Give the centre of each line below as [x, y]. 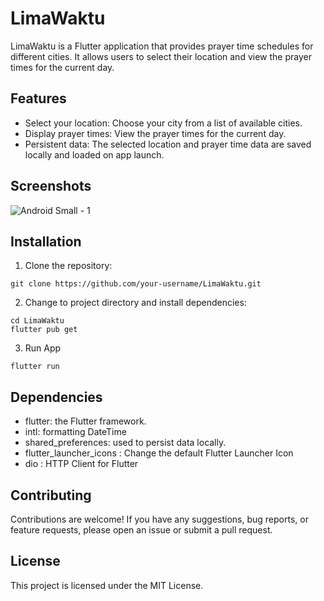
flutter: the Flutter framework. [85, 421]
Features [38, 98]
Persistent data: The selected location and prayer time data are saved [168, 144]
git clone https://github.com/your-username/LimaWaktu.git [136, 284]
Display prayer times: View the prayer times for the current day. [155, 133]
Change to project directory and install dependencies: [135, 303]
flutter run [35, 367]
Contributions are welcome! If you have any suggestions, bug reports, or [159, 519]
